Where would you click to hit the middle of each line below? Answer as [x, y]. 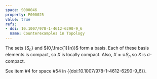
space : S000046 [21, 10]
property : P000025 [25, 15]
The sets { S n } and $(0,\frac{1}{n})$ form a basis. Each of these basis [77, 49]
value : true [18, 19]
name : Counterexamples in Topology [47, 33]
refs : [11, 24]
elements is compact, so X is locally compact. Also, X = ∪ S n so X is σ [78, 55]
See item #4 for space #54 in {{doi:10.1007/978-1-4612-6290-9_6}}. [76, 71]
